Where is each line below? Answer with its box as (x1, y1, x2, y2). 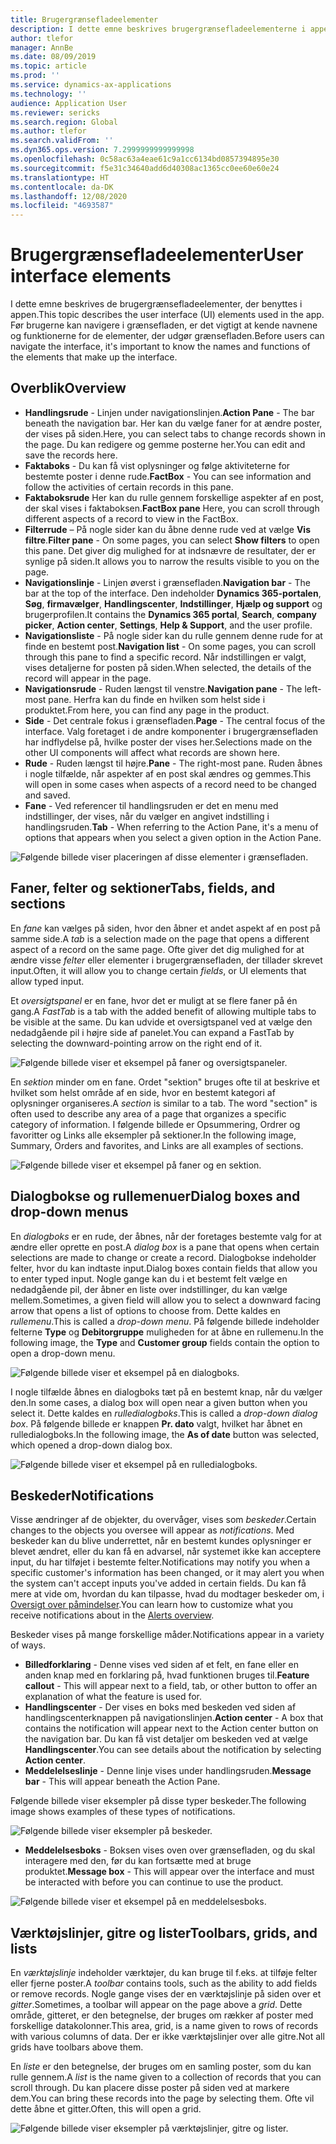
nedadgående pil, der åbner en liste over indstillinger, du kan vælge (10, 1283, 288, 1295)
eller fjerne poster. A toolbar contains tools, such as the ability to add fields (10, 1977, 318, 1990)
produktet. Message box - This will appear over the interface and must (24, 1866, 315, 1878)
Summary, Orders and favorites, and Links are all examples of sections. (10, 1139, 304, 1151)
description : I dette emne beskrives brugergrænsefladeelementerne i (10, 24, 307, 34)
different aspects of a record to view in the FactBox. (24, 512, 239, 525)
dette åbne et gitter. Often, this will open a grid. (10, 2103, 202, 2115)
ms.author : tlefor (10, 126, 87, 136)
